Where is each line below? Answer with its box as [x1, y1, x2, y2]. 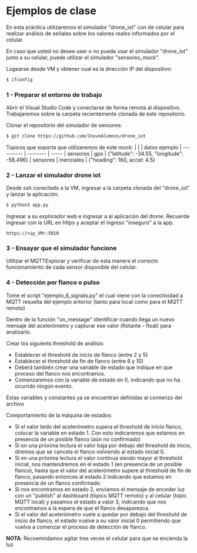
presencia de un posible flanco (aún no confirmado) [14, 435, 141, 443]
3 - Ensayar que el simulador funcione [6, 244, 117, 252]
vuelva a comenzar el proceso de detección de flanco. [14, 523, 147, 530]
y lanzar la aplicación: [6, 190, 59, 198]
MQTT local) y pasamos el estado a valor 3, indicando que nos [14, 498, 166, 505]
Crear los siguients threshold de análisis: [6, 340, 105, 347]
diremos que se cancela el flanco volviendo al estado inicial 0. [14, 448, 165, 455]
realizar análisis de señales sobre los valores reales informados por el [6, 29, 175, 37]
